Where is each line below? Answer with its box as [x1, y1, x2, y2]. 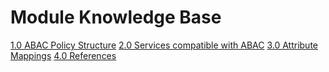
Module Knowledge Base [10, 6, 222, 29]
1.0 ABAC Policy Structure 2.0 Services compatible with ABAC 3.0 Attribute [10, 39, 319, 51]
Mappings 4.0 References [10, 49, 117, 61]
